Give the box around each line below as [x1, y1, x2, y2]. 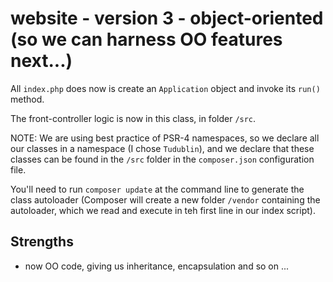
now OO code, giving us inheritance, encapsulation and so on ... [24, 260, 290, 272]
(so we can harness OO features [10, 28, 283, 51]
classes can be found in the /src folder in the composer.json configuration [10, 153, 315, 165]
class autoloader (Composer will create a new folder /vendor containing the [10, 193, 321, 206]
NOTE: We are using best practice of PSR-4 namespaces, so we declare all [10, 132, 320, 144]
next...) [10, 50, 73, 72]
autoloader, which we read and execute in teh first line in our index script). [10, 204, 316, 216]
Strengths [10, 233, 74, 251]
